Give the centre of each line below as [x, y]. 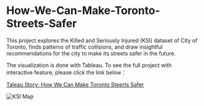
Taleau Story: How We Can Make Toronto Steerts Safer [75, 84]
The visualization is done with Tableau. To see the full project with [89, 65]
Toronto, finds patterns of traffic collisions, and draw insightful [85, 47]
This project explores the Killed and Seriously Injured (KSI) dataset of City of [102, 40]
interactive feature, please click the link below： [66, 72]
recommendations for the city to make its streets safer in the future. [91, 53]
